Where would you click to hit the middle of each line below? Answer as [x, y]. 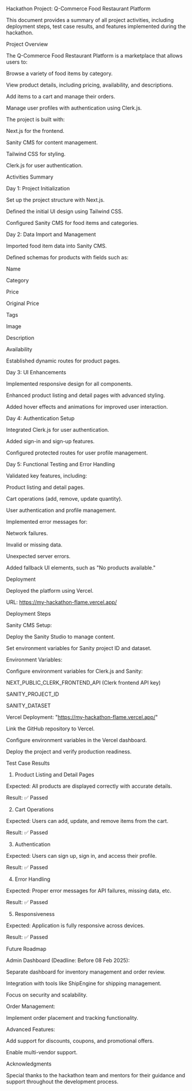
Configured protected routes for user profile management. [77, 453]
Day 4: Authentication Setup [40, 418]
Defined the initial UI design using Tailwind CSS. [64, 211]
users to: [17, 62]
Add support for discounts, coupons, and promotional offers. [80, 1041]
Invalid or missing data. [34, 545]
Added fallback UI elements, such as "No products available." [81, 568]
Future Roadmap [26, 949]
